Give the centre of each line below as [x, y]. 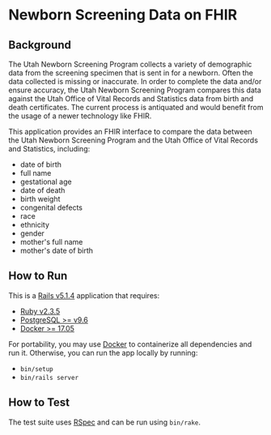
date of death [42, 190]
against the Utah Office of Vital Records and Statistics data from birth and [131, 98]
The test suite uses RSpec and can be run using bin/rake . [104, 422]
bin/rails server [49, 377]
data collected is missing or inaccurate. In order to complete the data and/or [135, 81]
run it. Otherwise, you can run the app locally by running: [103, 352]
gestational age [46, 181]
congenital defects [51, 207]
